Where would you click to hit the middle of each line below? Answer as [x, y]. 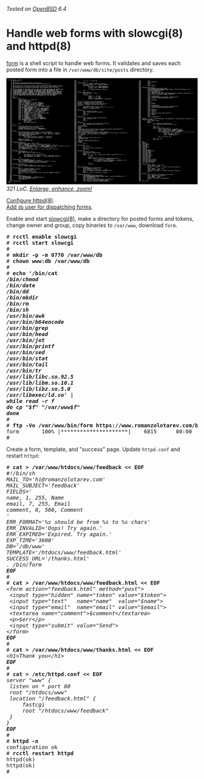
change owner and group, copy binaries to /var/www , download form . [92, 225]
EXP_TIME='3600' [30, 540]
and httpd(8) [39, 47]
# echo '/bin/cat [32, 273]
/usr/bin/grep [27, 328]
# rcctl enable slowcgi [42, 236]
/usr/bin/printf [30, 346]
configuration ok [32, 747]
